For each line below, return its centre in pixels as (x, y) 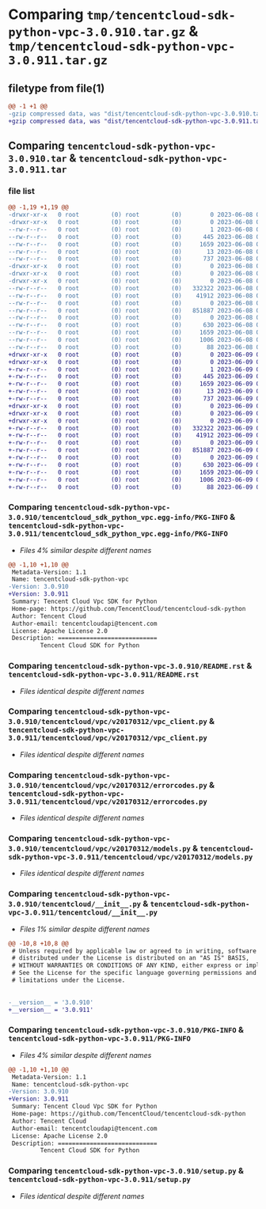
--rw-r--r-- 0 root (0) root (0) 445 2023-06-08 (131, 237)
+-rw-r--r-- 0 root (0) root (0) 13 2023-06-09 (131, 392)
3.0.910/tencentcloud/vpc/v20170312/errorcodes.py (108, 785)
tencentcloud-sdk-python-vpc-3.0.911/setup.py (100, 1180)
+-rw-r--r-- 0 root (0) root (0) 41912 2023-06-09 (131, 436)
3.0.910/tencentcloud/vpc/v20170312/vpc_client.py (108, 722)
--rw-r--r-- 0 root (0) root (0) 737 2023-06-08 (131, 259)
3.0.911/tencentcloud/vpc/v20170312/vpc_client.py (108, 738)
